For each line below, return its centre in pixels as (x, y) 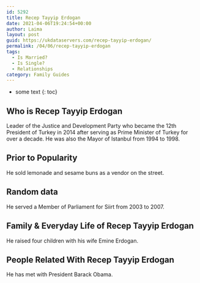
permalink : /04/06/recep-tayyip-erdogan (59, 46)
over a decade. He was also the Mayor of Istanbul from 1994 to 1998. (93, 139)
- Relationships (32, 69)
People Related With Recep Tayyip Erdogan (90, 259)
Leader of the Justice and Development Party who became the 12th (91, 126)
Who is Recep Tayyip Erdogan (65, 111)
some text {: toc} (36, 92)
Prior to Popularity (42, 158)
